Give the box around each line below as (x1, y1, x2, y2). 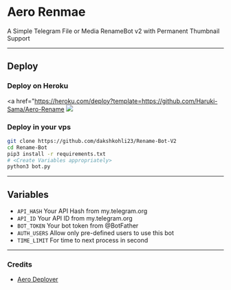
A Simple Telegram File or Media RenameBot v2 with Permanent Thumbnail (7, 27, 220, 35)
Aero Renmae (7, 4, 86, 20)
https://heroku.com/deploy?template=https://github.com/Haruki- (34, 97, 218, 105)
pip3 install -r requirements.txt (7, 150, 107, 157)
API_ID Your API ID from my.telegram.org (16, 214, 133, 223)
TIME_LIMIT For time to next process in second (16, 236, 148, 245)
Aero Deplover (16, 276, 58, 284)
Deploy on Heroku (7, 81, 69, 91)
